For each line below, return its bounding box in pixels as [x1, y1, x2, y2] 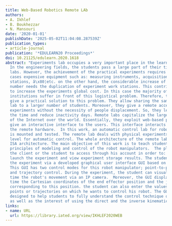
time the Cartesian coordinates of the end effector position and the [10, 179, 164, 185]
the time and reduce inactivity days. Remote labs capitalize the [10, 112, 155, 118]
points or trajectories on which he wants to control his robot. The [10, 189, 161, 194]
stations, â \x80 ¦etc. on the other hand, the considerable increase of [10, 79, 166, 84]
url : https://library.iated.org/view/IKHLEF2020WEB [10, 213, 123, 218]
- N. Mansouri [5, 27, 36, 32]
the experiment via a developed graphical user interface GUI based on [10, 160, 166, 165]
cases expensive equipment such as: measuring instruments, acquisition [10, 74, 168, 80]
